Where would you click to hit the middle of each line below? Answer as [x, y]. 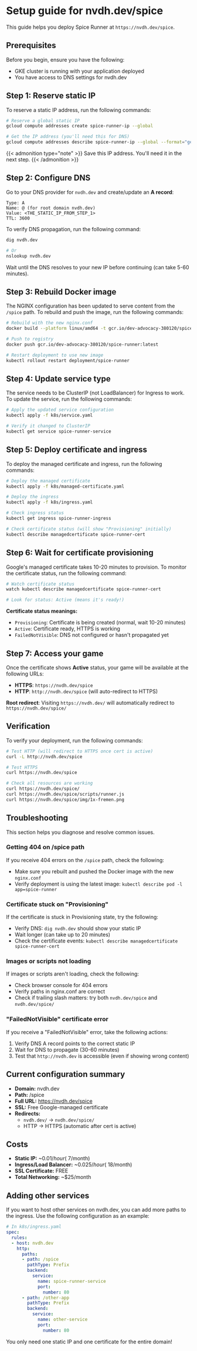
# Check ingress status [35, 513]
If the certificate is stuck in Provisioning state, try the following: [82, 917]
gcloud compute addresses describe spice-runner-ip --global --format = [95, 142]
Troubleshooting [37, 818]
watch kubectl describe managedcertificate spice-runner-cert [84, 589]
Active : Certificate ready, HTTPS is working [67, 629]
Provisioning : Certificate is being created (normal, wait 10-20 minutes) [100, 623]
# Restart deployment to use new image [55, 355]
